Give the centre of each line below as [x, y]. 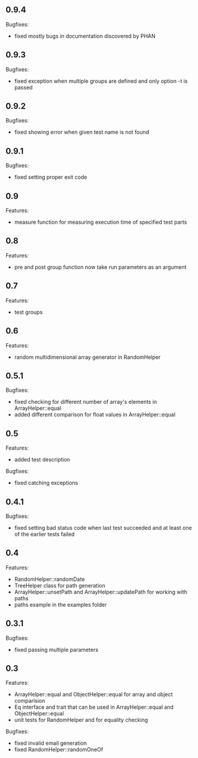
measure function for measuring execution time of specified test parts [100, 222]
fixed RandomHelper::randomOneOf [59, 750]
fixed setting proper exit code [51, 177]
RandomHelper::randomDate [49, 579]
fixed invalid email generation [51, 743]
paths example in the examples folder [60, 604]
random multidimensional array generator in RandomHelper [87, 357]
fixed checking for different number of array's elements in [86, 402]
